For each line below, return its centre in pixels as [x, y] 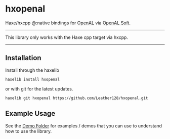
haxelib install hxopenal [32, 79]
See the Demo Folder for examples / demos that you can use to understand [84, 126]
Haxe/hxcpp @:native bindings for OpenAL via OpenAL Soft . [68, 23]
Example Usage [30, 113]
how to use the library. [29, 131]
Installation [23, 58]
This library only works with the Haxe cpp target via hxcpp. [67, 37]
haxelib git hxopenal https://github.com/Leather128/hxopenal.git [77, 98]
